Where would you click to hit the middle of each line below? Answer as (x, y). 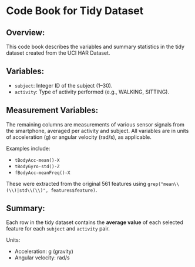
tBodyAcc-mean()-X (37, 160)
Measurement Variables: (52, 110)
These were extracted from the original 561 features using (76, 183)
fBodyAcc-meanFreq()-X (42, 173)
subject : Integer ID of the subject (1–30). (63, 85)
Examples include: (28, 148)
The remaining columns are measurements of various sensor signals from (95, 124)
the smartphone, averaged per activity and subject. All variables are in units (97, 131)
